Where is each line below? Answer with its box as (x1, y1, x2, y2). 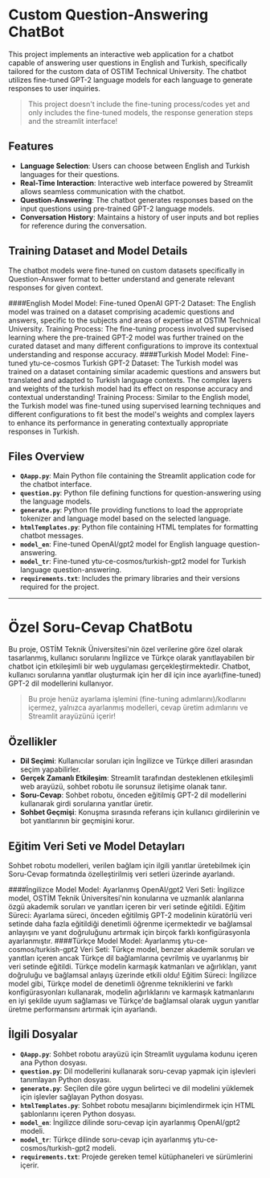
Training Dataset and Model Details (8, 244, 188, 258)
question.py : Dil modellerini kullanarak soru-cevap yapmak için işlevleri (19, 1066, 256, 1076)
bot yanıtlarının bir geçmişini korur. (19, 816, 135, 826)
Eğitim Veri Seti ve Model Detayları (8, 839, 185, 853)
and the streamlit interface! (27, 116, 118, 126)
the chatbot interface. (19, 480, 92, 489)
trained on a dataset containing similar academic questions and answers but (8, 366, 261, 376)
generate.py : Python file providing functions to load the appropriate (19, 505, 243, 515)
